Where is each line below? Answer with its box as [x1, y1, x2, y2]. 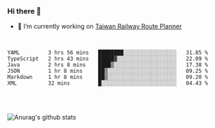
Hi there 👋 [7, 6, 42, 16]
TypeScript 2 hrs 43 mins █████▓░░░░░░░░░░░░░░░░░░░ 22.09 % [7, 55, 209, 62]
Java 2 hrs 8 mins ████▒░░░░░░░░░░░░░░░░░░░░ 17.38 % [7, 62, 209, 69]
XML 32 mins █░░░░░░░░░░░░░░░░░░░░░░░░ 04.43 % [7, 80, 209, 87]
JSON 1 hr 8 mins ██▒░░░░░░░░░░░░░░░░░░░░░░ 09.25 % [7, 68, 209, 75]
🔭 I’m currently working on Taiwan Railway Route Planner [17, 22, 182, 31]
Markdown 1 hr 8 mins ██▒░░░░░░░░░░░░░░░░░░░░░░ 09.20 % [7, 73, 209, 81]
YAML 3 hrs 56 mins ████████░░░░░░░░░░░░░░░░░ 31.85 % [7, 49, 209, 57]
